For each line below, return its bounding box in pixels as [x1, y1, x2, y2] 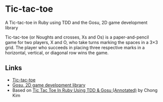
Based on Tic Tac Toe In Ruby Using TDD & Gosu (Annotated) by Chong [12, 87, 158, 93]
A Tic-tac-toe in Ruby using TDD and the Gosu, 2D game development [5, 20, 148, 25]
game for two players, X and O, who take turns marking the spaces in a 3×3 [5, 39, 158, 45]
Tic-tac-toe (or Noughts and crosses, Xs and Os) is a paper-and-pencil [5, 34, 149, 40]
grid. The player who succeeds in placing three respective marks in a [5, 44, 145, 50]
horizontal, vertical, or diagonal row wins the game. [5, 50, 109, 56]
